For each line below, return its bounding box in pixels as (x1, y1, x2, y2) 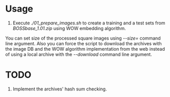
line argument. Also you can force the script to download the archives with (5, 40, 162, 46)
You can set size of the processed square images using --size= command (5, 35, 161, 41)
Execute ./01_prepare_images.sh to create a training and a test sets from (12, 20, 165, 26)
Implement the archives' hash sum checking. (12, 86, 107, 92)
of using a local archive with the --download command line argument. (5, 51, 152, 57)
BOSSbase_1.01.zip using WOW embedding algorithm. (12, 25, 126, 31)
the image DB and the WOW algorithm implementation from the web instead (5, 46, 165, 52)
